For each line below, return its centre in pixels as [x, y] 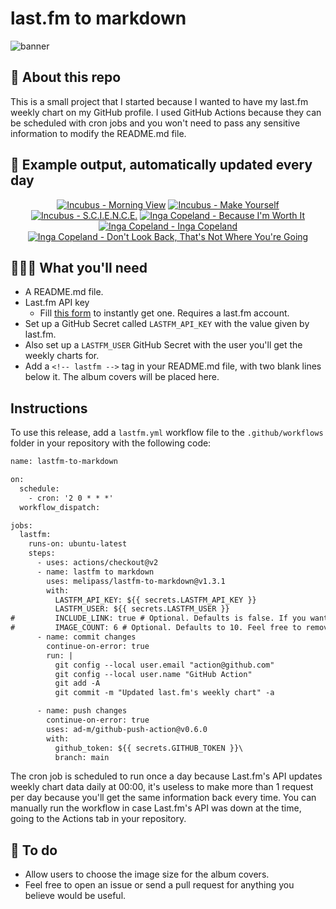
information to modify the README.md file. [98, 133]
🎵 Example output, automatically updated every [161, 165]
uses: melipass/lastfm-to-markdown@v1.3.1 [136, 581]
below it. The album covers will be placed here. [122, 377]
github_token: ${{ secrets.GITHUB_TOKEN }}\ [149, 748]
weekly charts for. [62, 356]
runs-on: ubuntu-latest [78, 544]
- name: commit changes [86, 637]
